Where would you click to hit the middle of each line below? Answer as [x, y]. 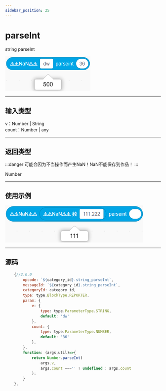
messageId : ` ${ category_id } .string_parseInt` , [72, 285]
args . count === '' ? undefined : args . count [86, 368]
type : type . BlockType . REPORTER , [56, 295]
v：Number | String [25, 124]
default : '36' [55, 337]
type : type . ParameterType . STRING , [76, 311]
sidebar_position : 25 [27, 10]
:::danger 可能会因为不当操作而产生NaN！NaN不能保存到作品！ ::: [72, 164]
